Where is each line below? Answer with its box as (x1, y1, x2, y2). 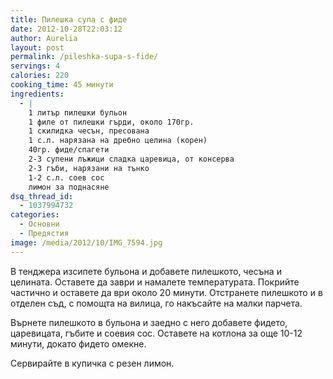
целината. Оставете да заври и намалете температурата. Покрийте (10, 276, 300, 288)
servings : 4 (10, 61, 60, 71)
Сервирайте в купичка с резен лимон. (10, 357, 175, 369)
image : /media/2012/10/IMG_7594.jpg (10, 237, 163, 248)
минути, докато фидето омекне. (10, 337, 147, 350)
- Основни (19, 219, 60, 230)
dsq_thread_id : (10, 191, 74, 201)
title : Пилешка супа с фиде (10, 14, 128, 25)
